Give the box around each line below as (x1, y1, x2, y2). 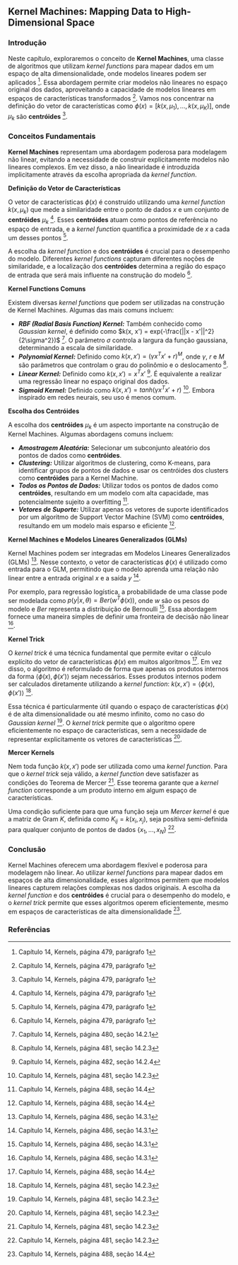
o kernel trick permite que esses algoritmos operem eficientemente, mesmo (8, 898, 229, 906)
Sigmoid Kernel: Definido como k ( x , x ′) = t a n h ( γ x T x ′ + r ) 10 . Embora (18, 384, 215, 394)
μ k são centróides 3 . (8, 111, 68, 123)
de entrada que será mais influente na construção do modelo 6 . (8, 269, 193, 279)
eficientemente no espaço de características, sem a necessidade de (8, 726, 207, 734)
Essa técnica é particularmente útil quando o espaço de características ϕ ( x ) (8, 702, 229, 711)
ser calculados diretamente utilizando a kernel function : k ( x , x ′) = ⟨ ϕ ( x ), (8, 680, 215, 688)
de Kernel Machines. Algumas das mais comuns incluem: (8, 306, 174, 315)
